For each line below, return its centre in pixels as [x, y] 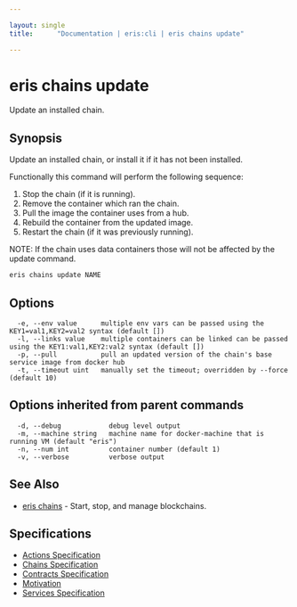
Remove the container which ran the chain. [100, 204]
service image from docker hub [67, 362]
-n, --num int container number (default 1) [119, 449]
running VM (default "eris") [63, 441]
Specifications [50, 533]
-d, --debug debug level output [99, 426]
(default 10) [33, 378]
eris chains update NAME [55, 275]
